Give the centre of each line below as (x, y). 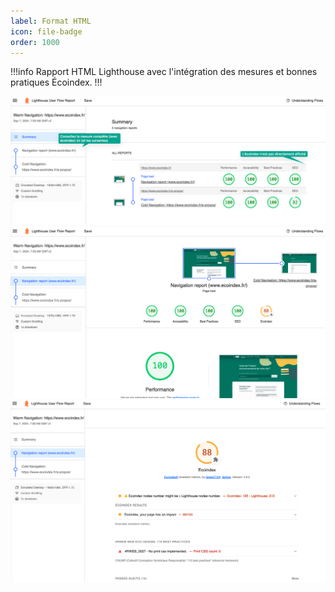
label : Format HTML (51, 21)
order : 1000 (35, 42)
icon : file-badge (46, 31)
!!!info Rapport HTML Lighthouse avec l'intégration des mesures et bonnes (164, 72)
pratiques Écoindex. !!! (56, 82)
